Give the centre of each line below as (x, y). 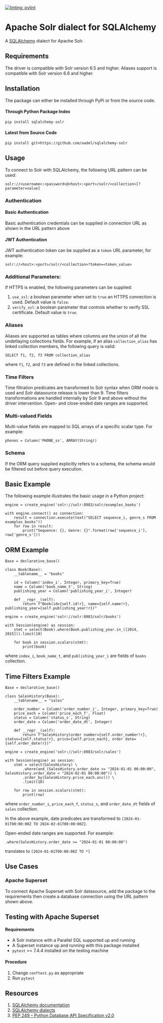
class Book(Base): (24, 570)
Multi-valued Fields (29, 416)
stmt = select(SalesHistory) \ (46, 765)
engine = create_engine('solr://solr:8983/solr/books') (63, 617)
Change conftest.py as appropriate (48, 973)
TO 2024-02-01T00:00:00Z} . (60, 824)
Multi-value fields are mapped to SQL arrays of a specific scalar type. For (79, 427)
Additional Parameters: (33, 277)
